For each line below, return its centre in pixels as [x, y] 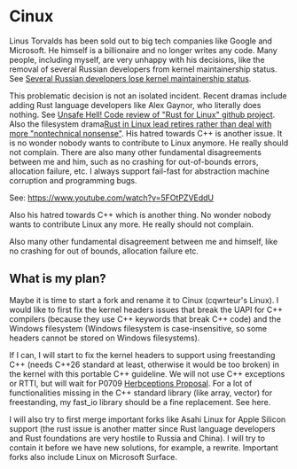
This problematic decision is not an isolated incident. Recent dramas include [148, 96]
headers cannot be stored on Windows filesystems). [105, 338]
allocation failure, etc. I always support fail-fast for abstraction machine [140, 171]
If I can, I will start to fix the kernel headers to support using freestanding [142, 355]
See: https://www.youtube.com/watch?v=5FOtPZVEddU [112, 198]
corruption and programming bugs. [73, 180]
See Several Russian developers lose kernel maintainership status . [130, 78]
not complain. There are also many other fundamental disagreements [135, 152]
